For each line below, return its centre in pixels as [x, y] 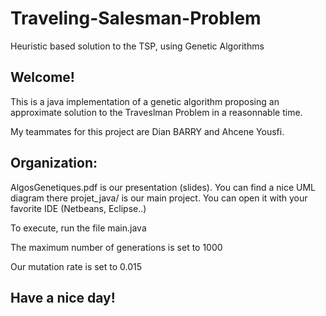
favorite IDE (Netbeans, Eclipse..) [78, 208]
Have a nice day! [63, 297]
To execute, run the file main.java [78, 228]
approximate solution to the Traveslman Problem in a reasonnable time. [156, 112]
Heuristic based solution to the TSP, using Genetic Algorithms [137, 46]
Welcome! [42, 77]
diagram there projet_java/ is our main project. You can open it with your [159, 198]
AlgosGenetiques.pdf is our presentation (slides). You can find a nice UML [163, 187]
